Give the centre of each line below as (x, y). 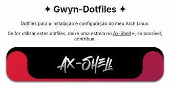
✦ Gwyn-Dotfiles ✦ (85, 9)
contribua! (85, 39)
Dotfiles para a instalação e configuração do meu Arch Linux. (85, 23)
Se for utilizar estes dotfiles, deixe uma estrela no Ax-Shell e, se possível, (85, 33)
